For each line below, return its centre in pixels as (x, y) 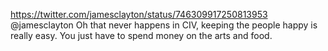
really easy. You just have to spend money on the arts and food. (141, 35)
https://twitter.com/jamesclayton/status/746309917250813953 (139, 14)
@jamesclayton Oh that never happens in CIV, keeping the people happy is (164, 25)
